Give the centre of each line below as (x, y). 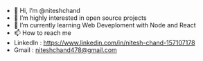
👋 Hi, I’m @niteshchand (47, 11)
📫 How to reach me (42, 33)
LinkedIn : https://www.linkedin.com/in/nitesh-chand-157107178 (104, 42)
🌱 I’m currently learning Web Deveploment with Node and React (105, 25)
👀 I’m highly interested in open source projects (80, 18)
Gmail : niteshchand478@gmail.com (65, 50)
